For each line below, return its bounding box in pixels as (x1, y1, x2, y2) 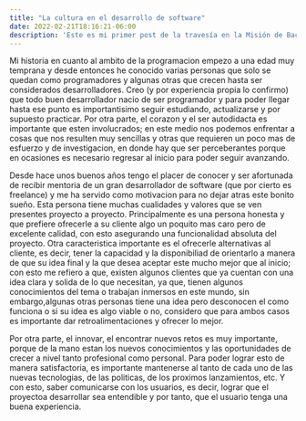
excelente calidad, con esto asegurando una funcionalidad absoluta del (9, 228, 278, 239)
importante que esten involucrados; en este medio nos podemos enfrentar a (9, 123, 296, 134)
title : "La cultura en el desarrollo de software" (9, 13, 206, 23)
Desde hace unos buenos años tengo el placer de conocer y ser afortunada (9, 170, 293, 181)
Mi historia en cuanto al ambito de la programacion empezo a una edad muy (9, 56, 295, 67)
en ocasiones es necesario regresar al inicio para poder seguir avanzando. (9, 153, 290, 163)
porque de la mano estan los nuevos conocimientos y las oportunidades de (9, 343, 291, 354)
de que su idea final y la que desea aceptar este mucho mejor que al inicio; (9, 258, 291, 268)
